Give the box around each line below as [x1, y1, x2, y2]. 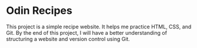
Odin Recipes [6, 4, 72, 17]
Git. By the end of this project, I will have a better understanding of [6, 29, 168, 36]
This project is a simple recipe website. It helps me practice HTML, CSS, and [6, 23, 192, 30]
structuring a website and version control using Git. [6, 35, 131, 42]
